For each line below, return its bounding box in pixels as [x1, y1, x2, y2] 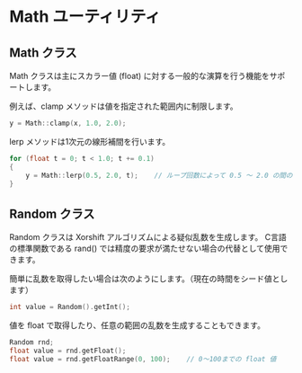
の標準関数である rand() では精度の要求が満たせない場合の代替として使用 [9, 243, 280, 254]
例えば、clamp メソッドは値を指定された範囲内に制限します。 [9, 101, 238, 111]
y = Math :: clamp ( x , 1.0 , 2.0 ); [9, 119, 127, 128]
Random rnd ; [9, 338, 54, 347]
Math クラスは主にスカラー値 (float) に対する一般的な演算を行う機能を [9, 71, 270, 81]
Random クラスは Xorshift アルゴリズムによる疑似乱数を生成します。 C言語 [9, 232, 287, 243]
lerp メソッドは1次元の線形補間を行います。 [9, 136, 171, 147]
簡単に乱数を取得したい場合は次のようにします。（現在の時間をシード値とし [9, 273, 289, 284]
